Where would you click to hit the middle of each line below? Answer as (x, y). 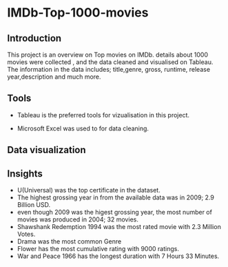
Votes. (26, 234)
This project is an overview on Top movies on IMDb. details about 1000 (108, 55)
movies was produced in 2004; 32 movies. (78, 219)
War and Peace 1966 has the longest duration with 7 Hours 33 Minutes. (118, 256)
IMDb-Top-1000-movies (78, 13)
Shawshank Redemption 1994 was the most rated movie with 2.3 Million (119, 227)
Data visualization (46, 150)
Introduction (34, 38)
